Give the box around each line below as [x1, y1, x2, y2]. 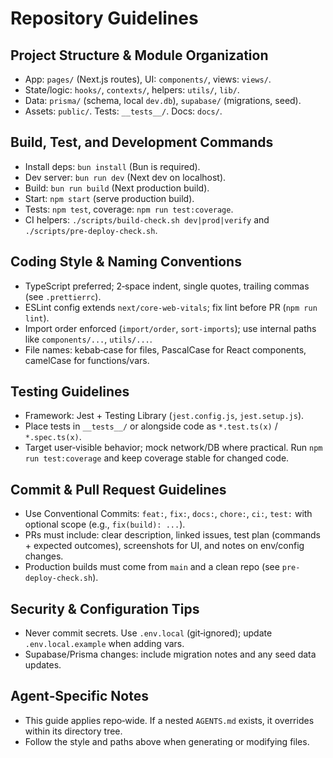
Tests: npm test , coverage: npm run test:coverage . [24, 203, 234, 215]
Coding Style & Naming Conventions [10, 253, 242, 271]
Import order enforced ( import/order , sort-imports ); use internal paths [24, 322, 317, 334]
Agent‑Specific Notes [10, 688, 150, 705]
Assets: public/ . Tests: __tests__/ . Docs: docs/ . [24, 105, 223, 117]
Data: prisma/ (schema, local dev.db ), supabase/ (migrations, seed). [24, 95, 302, 106]
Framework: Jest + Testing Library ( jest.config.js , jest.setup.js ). [24, 410, 305, 422]
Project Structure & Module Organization [10, 47, 269, 64]
